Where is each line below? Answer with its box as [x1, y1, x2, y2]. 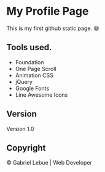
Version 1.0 [6, 125, 34, 132]
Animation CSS [15, 72, 54, 79]
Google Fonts [15, 84, 50, 92]
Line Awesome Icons [15, 91, 68, 99]
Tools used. [6, 42, 52, 53]
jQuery [15, 78, 33, 85]
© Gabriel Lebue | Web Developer [6, 159, 92, 166]
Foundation [15, 58, 44, 65]
